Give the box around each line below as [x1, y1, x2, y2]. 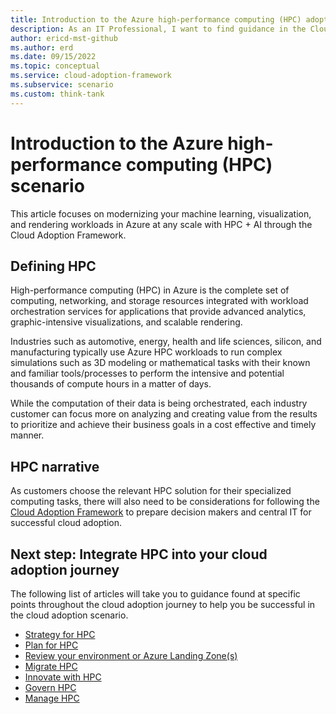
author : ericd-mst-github [10, 33, 118, 43]
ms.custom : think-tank [10, 89, 105, 99]
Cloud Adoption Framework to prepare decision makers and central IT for [10, 506, 312, 518]
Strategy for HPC [24, 629, 96, 640]
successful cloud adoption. [10, 517, 123, 529]
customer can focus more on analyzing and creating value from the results [10, 408, 318, 420]
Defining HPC [10, 257, 97, 275]
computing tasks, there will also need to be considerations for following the [10, 496, 320, 508]
